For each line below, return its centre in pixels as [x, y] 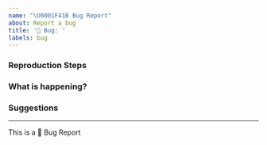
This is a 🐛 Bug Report [44, 132]
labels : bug [28, 38]
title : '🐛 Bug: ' [37, 30]
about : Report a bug [43, 23]
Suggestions [33, 108]
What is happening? [48, 86]
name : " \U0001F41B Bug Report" [60, 15]
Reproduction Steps [48, 66]
